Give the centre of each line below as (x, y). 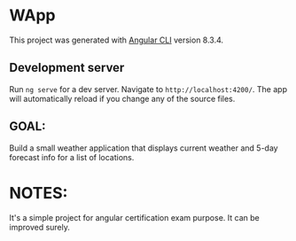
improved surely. (40, 227)
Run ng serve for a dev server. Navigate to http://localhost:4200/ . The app (148, 89)
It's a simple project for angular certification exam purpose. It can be (134, 217)
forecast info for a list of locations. (72, 157)
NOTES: (39, 193)
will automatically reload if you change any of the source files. (122, 98)
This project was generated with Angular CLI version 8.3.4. (117, 40)
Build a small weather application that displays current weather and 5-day (144, 148)
